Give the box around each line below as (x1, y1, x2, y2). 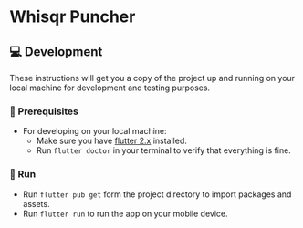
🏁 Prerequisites (9, 105, 79, 118)
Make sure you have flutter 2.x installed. (36, 135, 187, 147)
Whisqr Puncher (9, 6, 136, 27)
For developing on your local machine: (22, 126, 167, 137)
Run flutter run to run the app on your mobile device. (22, 208, 228, 219)
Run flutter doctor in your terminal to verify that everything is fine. (36, 145, 292, 156)
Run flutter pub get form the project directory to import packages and (22, 189, 292, 200)
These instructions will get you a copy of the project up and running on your (9, 73, 295, 83)
